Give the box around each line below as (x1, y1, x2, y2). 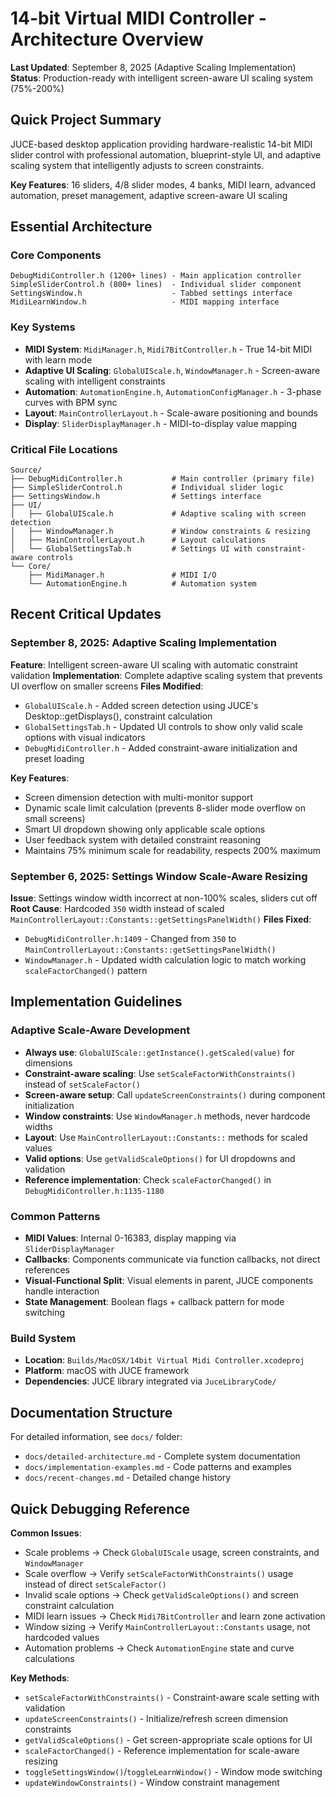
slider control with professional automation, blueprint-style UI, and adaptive (10, 148, 322, 161)
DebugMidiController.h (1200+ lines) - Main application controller (10, 271, 302, 281)
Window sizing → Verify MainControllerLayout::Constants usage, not (24, 1620, 311, 1632)
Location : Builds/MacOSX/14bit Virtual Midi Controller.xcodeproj (24, 1354, 305, 1366)
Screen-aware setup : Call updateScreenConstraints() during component (24, 1088, 326, 1101)
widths (24, 1120, 53, 1132)
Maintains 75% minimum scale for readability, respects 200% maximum (24, 844, 321, 856)
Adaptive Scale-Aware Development (10, 1023, 191, 1037)
